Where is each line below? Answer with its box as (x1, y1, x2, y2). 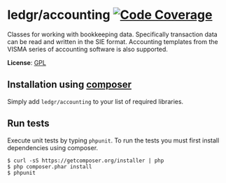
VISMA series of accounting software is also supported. (7, 45, 168, 53)
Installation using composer (7, 79, 132, 91)
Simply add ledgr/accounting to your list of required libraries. (7, 97, 184, 105)
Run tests (7, 117, 50, 129)
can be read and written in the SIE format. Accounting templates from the (7, 37, 218, 45)
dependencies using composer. (7, 143, 99, 152)
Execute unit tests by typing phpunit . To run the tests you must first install (7, 136, 220, 145)
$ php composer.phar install (7, 163, 92, 170)
